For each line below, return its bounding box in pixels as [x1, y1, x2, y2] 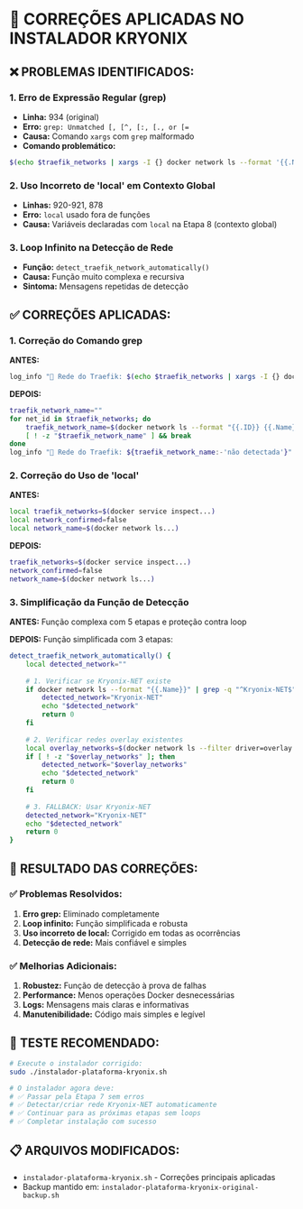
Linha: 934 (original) [22, 111, 99, 122]
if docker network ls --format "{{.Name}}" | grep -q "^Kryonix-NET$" [25, 685, 297, 694]
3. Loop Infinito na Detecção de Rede [9, 241, 174, 254]
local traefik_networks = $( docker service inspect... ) [9, 507, 216, 516]
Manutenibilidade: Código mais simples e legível [22, 1009, 206, 1020]
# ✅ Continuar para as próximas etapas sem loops [9, 1109, 201, 1118]
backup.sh [22, 1191, 60, 1200]
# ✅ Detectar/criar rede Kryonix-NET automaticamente [9, 1101, 217, 1110]
